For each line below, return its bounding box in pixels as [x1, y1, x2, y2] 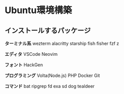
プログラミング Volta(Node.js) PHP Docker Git [5, 72, 100, 78]
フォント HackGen [5, 62, 43, 68]
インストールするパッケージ [5, 26, 91, 35]
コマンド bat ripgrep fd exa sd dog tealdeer [5, 83, 95, 89]
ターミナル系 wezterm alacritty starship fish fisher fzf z [5, 41, 119, 46]
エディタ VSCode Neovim [5, 51, 58, 57]
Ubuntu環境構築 [5, 5, 72, 16]
